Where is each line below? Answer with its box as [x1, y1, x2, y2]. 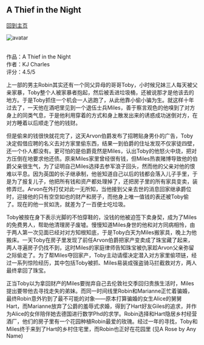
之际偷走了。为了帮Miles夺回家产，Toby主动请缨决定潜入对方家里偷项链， [6, 251, 192, 259]
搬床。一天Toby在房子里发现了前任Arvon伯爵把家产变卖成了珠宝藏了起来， [6, 236, 193, 243]
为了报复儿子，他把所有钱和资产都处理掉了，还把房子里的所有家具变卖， [11, 178, 192, 185]
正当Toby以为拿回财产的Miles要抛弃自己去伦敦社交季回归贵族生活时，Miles [6, 279, 194, 287]
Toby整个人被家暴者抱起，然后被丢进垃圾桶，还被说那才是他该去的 [27, 88, 194, 96]
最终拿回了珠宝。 [6, 267, 49, 274]
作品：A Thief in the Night [6, 53, 71, 60]
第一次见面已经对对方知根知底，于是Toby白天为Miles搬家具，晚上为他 [22, 228, 197, 236]
